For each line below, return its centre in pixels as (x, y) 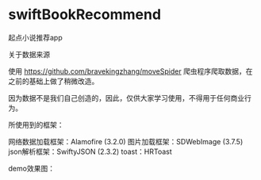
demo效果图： (32, 168)
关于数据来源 (29, 54)
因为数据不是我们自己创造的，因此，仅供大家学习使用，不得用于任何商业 (126, 98)
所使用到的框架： (36, 124)
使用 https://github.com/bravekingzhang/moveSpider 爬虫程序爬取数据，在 (130, 71)
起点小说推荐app (36, 37)
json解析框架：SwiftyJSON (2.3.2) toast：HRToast (90, 151)
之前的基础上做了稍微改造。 (54, 81)
